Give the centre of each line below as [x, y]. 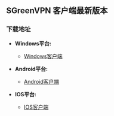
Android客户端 [41, 81]
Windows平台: [33, 43]
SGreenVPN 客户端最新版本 [57, 11]
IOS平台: [26, 94]
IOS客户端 [36, 107]
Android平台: [31, 69]
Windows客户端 [43, 56]
